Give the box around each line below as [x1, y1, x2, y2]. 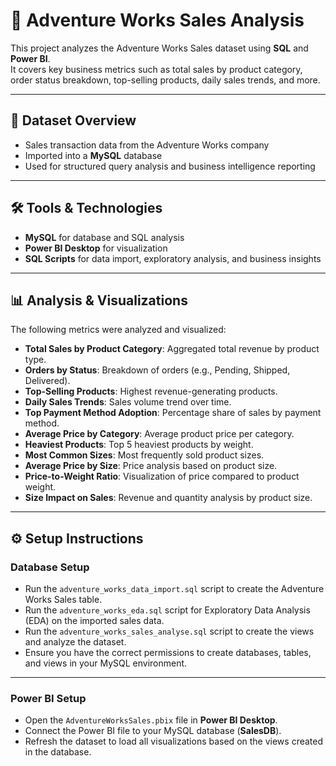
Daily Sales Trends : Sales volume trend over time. [24, 396, 232, 408]
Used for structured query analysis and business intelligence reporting [24, 160, 316, 172]
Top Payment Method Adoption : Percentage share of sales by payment [24, 407, 322, 419]
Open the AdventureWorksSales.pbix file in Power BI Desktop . [24, 714, 278, 726]
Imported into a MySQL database [24, 149, 163, 161]
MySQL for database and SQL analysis [24, 231, 185, 243]
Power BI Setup [10, 691, 87, 705]
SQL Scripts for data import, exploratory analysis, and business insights [24, 252, 322, 264]
